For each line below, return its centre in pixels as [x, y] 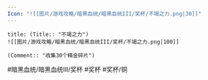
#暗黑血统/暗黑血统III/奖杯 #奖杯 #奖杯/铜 [67, 69]
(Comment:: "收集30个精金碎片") [51, 55]
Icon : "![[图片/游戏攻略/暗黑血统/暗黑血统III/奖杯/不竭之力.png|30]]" [104, 14]
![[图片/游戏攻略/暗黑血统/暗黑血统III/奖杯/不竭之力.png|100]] [93, 42]
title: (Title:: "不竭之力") [48, 34]
